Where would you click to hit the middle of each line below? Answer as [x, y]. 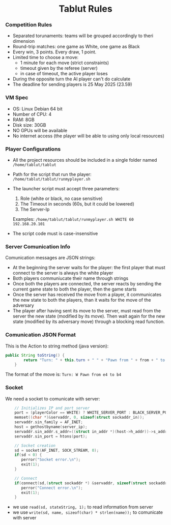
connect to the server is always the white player [63, 273]
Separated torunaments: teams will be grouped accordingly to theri [83, 36]
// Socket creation [35, 446]
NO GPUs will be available [40, 130]
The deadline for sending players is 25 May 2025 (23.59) [72, 84]
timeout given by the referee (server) [59, 68]
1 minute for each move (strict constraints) [65, 63]
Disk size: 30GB [29, 125]
